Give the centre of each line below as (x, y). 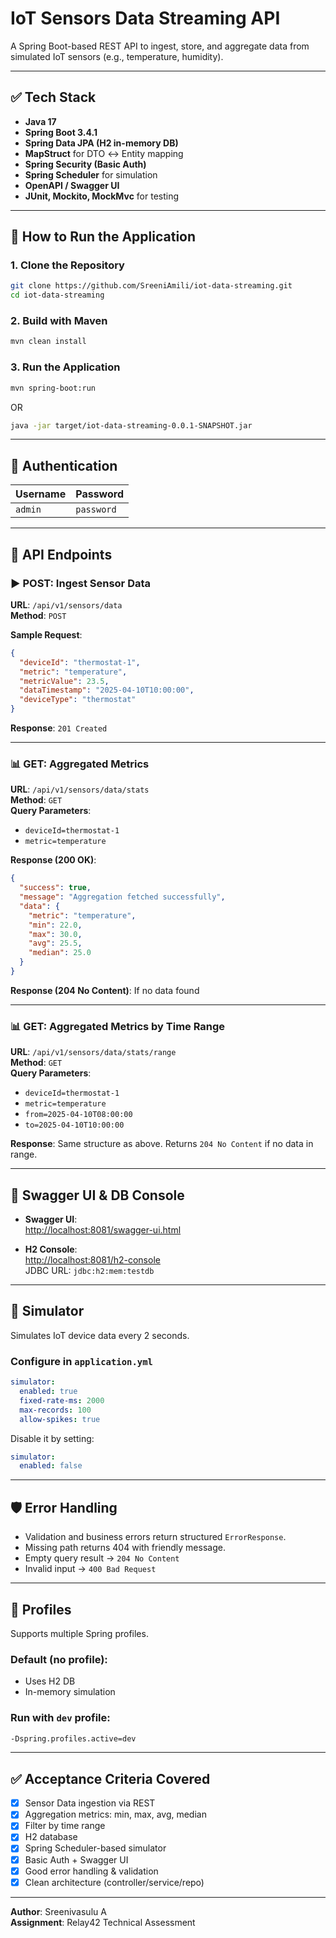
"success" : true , (55, 888)
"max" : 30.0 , (55, 934)
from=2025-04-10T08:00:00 (78, 1115)
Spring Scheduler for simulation (91, 174)
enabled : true (48, 1392)
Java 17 (40, 121)
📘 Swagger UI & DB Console (97, 1195)
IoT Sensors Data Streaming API (145, 18)
